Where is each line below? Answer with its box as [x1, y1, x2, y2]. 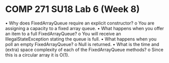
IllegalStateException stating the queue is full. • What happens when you [5, 36, 157, 42]
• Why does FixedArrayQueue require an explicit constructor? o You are [5, 20, 155, 26]
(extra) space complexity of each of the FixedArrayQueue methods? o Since [5, 46, 164, 52]
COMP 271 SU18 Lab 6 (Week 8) [5, 3, 140, 15]
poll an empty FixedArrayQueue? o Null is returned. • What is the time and [5, 41, 159, 47]
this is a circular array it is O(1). [5, 51, 70, 58]
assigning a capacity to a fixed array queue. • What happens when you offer [5, 25, 164, 31]
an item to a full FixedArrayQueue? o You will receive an [5, 30, 121, 36]
